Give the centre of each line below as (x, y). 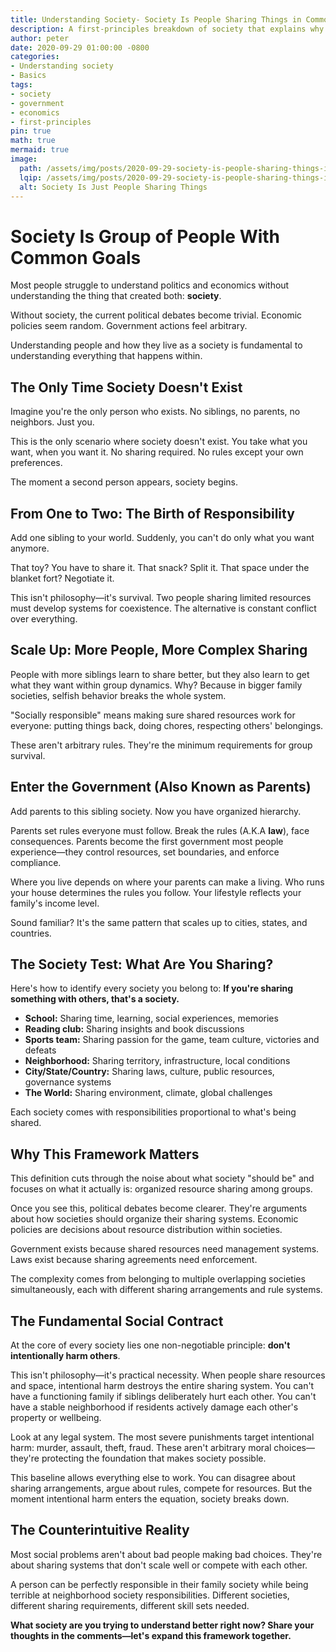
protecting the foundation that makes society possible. (154, 1458)
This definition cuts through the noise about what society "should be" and (162, 1178)
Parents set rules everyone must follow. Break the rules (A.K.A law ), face (160, 830)
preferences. (36, 463)
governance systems (68, 1082)
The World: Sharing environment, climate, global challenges (148, 1093)
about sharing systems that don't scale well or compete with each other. (159, 1565)
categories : (35, 57)
